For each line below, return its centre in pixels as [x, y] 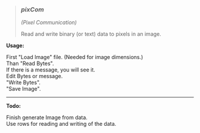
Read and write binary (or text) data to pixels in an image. [91, 34]
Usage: [15, 46]
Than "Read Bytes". [30, 64]
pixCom [32, 10]
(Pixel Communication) [49, 23]
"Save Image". [24, 89]
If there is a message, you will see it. [51, 70]
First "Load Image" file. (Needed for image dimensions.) [75, 57]
